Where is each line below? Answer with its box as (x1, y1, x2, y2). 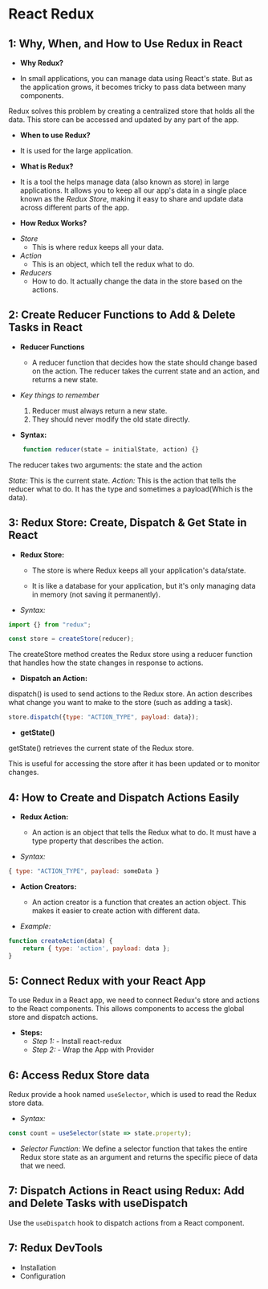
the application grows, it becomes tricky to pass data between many (19, 82, 246, 92)
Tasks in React (8, 320, 83, 334)
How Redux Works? (19, 218, 87, 227)
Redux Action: (19, 812, 69, 822)
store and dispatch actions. (8, 1013, 99, 1022)
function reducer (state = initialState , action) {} (22, 445, 199, 454)
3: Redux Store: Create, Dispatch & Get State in (8, 516, 247, 530)
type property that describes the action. (31, 836, 164, 846)
